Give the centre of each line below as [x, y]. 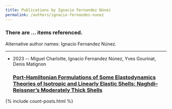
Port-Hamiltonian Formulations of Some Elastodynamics [84, 77]
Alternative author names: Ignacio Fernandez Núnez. [61, 43]
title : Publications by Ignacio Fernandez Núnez [58, 10]
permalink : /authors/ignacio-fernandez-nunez [55, 15]
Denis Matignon [29, 64]
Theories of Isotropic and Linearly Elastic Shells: [74, 83]
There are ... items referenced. [44, 33]
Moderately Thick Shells [72, 90]
